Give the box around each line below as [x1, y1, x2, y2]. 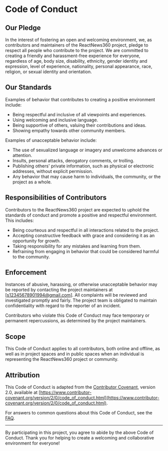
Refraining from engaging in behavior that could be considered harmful [12, 248, 159, 254]
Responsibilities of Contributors [5, 193, 107, 202]
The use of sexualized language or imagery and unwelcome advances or [12, 147, 162, 153]
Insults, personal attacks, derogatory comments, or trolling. [12, 157, 134, 163]
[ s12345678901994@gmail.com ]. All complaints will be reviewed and [5, 292, 147, 298]
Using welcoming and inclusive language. [12, 117, 98, 123]
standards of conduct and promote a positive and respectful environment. [5, 212, 157, 218]
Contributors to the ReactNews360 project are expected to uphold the [5, 206, 149, 212]
